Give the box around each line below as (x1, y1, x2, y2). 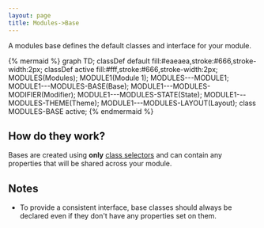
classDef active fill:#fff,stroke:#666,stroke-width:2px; (44, 64, 218, 74)
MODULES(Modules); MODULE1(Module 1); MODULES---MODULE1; (8, 73, 229, 82)
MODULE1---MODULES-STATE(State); (77, 89, 203, 99)
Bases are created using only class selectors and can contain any (8, 150, 223, 160)
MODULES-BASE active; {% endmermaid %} (8, 106, 154, 116)
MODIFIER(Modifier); (8, 89, 77, 99)
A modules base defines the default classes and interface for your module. (8, 40, 251, 50)
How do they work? (8, 129, 106, 142)
